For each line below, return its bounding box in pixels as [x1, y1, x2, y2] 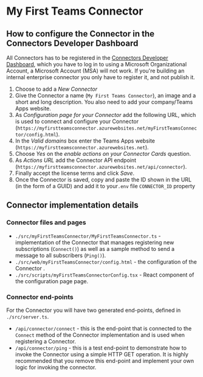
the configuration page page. [15, 277, 89, 284]
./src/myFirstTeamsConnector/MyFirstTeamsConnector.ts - [15, 232, 161, 239]
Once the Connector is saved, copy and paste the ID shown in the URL [15, 176, 192, 183]
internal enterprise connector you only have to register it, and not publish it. [6, 74, 196, 80]
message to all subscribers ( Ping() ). [15, 252, 106, 259]
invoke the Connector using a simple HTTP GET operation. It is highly [15, 350, 188, 358]
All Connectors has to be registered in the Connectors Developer [6, 54, 168, 62]
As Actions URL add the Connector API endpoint [15, 157, 137, 164]
